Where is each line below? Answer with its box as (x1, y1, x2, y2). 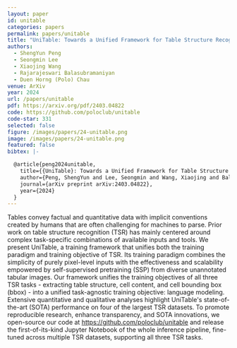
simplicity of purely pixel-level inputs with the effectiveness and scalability (7, 258, 224, 267)
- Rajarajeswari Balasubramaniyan (13, 69, 115, 76)
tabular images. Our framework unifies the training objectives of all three (7, 273, 219, 282)
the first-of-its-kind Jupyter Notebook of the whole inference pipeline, (7, 325, 212, 334)
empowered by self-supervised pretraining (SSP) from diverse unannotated (7, 265, 227, 274)
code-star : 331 (7, 115, 52, 122)
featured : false (7, 142, 55, 149)
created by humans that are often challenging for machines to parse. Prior (7, 220, 222, 229)
